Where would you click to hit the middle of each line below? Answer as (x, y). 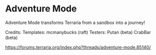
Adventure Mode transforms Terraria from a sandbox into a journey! (75, 22)
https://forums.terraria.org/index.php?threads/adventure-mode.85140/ (78, 47)
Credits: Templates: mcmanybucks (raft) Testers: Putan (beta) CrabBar (78, 32)
